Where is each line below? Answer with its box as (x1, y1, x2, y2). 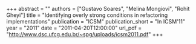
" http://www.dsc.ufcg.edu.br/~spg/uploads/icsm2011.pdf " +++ (6, 31, 163, 38)
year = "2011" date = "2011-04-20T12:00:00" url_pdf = (6, 24, 142, 31)
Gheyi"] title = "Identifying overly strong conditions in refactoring (6, 11, 168, 19)
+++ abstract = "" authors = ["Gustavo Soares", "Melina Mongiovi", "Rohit (6, 5, 190, 12)
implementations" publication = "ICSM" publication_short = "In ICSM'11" (6, 18, 186, 25)
